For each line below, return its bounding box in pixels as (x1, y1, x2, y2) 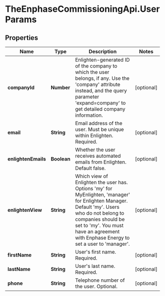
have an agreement (75, 228, 120, 235)
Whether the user (75, 146, 115, 153)
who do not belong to (75, 210, 124, 216)
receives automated (75, 153, 121, 159)
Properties (5, 33, 38, 42)
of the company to (75, 63, 118, 69)
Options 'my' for (75, 185, 112, 192)
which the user (75, 69, 110, 75)
